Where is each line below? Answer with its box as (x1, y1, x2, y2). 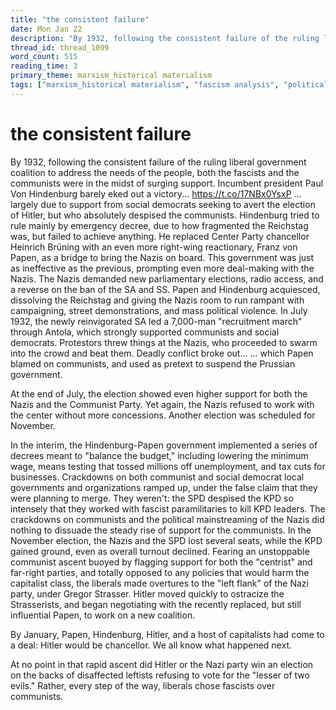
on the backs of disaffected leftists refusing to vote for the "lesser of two (10, 669, 310, 681)
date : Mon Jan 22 (10, 24, 83, 34)
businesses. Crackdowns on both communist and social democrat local (10, 471, 305, 483)
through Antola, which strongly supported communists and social (10, 326, 280, 338)
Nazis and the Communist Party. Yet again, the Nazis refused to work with (10, 398, 315, 410)
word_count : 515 (10, 52, 78, 62)
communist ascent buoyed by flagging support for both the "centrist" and (10, 556, 313, 568)
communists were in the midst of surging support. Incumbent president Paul (10, 177, 324, 189)
